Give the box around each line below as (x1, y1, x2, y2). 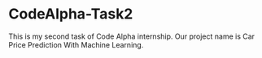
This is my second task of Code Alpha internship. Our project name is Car (8, 31, 255, 41)
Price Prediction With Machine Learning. (8, 39, 144, 49)
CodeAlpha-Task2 (8, 5, 133, 23)
